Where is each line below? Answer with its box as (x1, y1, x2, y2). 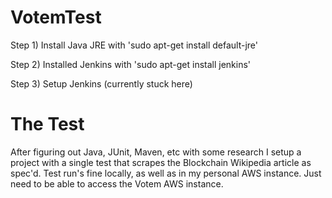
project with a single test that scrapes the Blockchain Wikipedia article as (10, 156, 312, 168)
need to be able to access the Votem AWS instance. (10, 177, 224, 190)
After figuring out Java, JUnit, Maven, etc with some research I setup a (10, 146, 302, 158)
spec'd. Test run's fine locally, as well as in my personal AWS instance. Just (10, 167, 322, 179)
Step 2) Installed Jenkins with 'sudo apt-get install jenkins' (10, 58, 252, 70)
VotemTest (10, 6, 102, 29)
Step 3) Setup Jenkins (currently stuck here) (10, 77, 193, 90)
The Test (10, 113, 85, 136)
